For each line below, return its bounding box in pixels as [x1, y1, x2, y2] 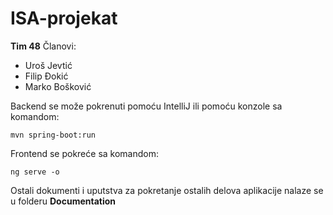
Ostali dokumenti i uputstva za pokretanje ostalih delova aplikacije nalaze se [10, 184, 324, 196]
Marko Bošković [24, 80, 92, 92]
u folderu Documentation [10, 195, 117, 207]
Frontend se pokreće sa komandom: [10, 147, 159, 159]
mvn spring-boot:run [10, 130, 97, 140]
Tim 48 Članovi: [10, 40, 77, 52]
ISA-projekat [10, 7, 118, 30]
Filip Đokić [24, 70, 69, 82]
